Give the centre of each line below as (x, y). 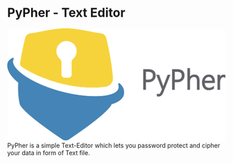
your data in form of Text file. (49, 153)
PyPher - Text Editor (67, 13)
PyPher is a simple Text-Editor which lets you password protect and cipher (114, 146)
